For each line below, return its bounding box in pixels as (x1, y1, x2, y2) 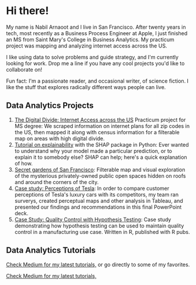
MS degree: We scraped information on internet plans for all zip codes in (14, 122, 190, 130)
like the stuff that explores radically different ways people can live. (6, 83, 166, 90)
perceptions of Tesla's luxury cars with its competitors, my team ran (14, 191, 179, 198)
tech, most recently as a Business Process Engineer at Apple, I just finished (6, 29, 188, 36)
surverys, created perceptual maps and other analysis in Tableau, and (14, 197, 183, 204)
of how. (14, 160, 33, 167)
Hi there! (6, 4, 49, 18)
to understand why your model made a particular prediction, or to (14, 147, 173, 154)
